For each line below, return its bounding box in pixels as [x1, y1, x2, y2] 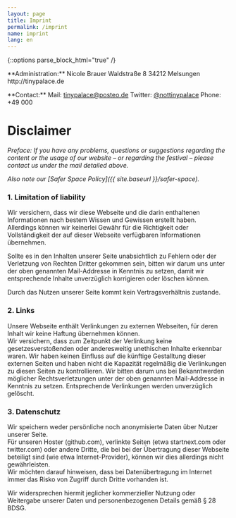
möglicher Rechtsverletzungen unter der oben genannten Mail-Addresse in [7, 374, 225, 383]
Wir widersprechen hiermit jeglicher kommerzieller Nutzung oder [7, 488, 196, 497]
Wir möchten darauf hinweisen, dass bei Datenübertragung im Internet [7, 467, 213, 476]
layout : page [7, 10, 46, 18]
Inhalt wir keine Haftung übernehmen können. [7, 329, 140, 338]
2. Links [7, 306, 35, 316]
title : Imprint [7, 17, 52, 24]
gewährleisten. [7, 460, 51, 469]
